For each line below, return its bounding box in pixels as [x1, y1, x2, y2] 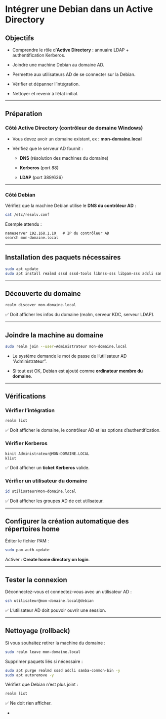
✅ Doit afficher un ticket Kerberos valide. [5, 465, 90, 471]
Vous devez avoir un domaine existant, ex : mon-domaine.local [12, 135, 142, 142]
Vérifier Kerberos [5, 440, 48, 447]
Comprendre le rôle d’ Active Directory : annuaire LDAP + [12, 47, 129, 53]
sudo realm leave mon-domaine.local [5, 649, 81, 654]
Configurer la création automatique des [5, 517, 129, 525]
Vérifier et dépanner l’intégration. [12, 81, 80, 87]
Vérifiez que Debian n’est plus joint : [5, 681, 78, 688]
